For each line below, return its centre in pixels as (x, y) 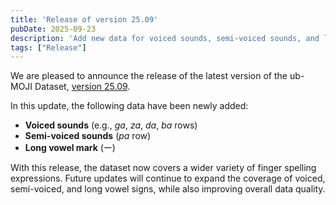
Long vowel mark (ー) (70, 148)
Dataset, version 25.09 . (82, 87)
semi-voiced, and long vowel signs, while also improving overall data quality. (168, 189)
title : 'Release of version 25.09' (84, 19)
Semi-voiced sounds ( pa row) (88, 136)
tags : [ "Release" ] (48, 47)
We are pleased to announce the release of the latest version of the (149, 76)
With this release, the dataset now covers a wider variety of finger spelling (163, 168)
